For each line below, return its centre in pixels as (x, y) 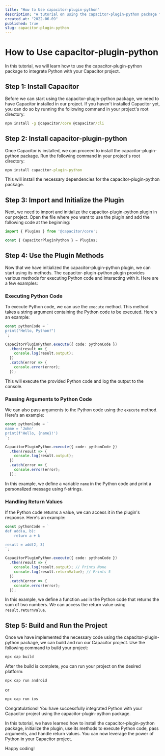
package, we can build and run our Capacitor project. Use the (83, 643)
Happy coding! (20, 748)
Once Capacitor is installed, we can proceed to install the (63, 150)
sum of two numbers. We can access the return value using (66, 605)
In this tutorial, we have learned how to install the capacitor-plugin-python (80, 723)
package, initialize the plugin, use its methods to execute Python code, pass (82, 728)
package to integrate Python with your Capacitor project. (63, 71)
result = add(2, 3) (25, 545)
